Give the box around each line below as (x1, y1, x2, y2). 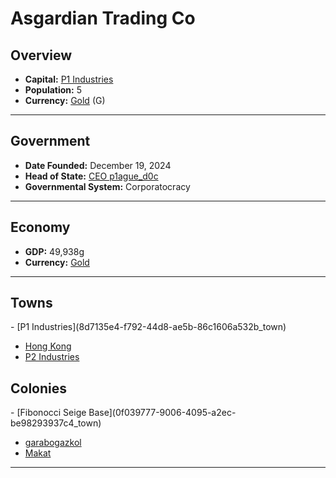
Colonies (10, 380, 68, 397)
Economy (10, 219, 71, 236)
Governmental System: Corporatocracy (24, 180, 191, 192)
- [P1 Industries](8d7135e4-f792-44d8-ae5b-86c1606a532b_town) (10, 321, 287, 333)
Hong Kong (24, 340, 72, 352)
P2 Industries (24, 351, 80, 363)
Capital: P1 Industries (24, 73, 114, 85)
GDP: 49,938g (24, 245, 85, 257)
